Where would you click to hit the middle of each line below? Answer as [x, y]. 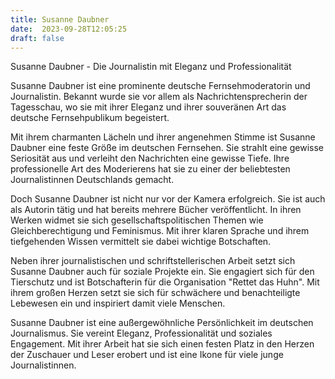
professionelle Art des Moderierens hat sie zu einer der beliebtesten [150, 169]
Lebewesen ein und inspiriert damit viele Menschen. [118, 303]
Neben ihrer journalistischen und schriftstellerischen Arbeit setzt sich [153, 261]
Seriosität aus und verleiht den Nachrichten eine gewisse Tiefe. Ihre [150, 158]
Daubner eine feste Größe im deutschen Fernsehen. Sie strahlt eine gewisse [167, 148]
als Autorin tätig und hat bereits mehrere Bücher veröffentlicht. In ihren [156, 210]
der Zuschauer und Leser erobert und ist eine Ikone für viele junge [147, 355]
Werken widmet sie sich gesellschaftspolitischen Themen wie [137, 220]
